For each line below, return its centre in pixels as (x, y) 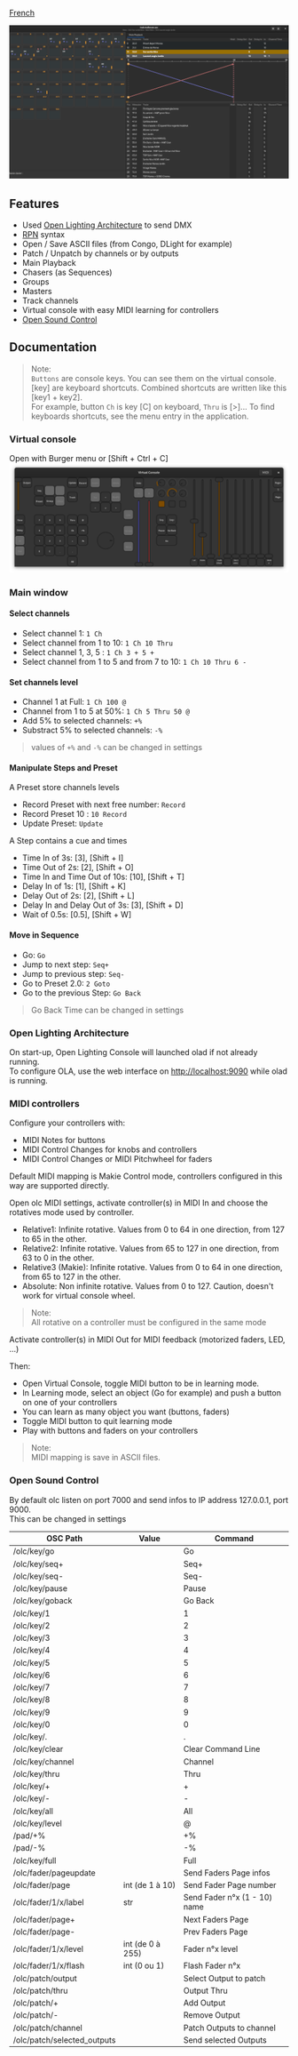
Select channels (39, 613)
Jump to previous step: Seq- (73, 973)
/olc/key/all (33, 1811)
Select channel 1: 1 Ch (62, 634)
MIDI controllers (44, 1103)
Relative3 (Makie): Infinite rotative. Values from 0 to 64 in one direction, (152, 1268)
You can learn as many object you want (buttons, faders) (126, 1412)
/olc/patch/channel (47, 2028)
